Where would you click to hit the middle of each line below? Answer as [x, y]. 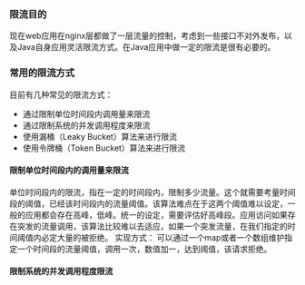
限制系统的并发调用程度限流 [61, 271]
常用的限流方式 [42, 73]
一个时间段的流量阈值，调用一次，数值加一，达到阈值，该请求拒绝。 [144, 249]
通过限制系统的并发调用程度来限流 [86, 125]
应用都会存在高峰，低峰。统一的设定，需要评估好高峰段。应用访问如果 [156, 214]
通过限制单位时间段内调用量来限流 [86, 113]
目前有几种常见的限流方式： [61, 94]
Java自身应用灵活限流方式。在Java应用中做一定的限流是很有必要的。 [146, 47]
